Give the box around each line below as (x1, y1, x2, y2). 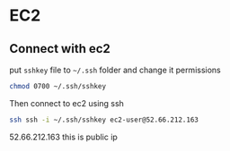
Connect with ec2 (9, 41, 111, 56)
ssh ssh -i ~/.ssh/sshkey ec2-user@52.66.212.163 (9, 115, 199, 124)
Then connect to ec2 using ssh (9, 97, 124, 108)
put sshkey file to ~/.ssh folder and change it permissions (9, 64, 222, 75)
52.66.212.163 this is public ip (9, 131, 119, 142)
